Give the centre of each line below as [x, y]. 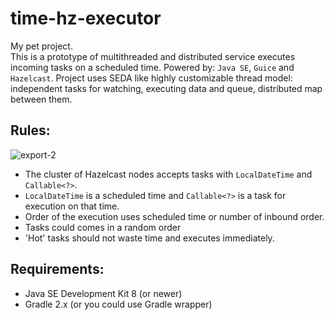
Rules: [30, 130]
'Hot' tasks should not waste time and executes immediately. [149, 238]
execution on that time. [72, 206]
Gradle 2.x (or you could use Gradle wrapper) [118, 304]
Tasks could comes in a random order [103, 227]
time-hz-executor [86, 18]
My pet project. [41, 46]
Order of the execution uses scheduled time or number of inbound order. [174, 216]
